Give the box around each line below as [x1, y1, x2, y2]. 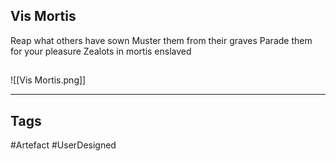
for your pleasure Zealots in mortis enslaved [10, 45, 192, 57]
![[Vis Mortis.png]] [10, 74, 87, 86]
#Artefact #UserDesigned [10, 139, 117, 151]
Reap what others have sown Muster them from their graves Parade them [10, 34, 313, 46]
